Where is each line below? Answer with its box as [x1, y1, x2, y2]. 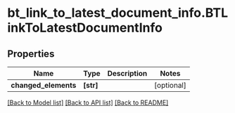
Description [107, 69, 148, 78]
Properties [7, 48, 55, 60]
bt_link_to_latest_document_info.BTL [7, 5, 229, 21]
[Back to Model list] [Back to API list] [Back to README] [7, 98, 169, 107]
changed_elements [11, 81, 77, 90]
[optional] [153, 81, 186, 90]
